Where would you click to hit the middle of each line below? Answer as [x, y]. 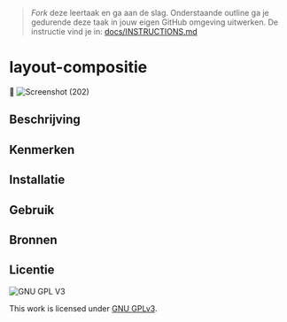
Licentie [32, 270]
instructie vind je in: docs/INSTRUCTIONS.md [114, 31]
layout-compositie [78, 68]
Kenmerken [42, 149]
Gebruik [32, 210]
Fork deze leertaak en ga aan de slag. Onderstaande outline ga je [150, 13]
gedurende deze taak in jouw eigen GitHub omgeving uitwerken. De [155, 22]
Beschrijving [45, 120]
